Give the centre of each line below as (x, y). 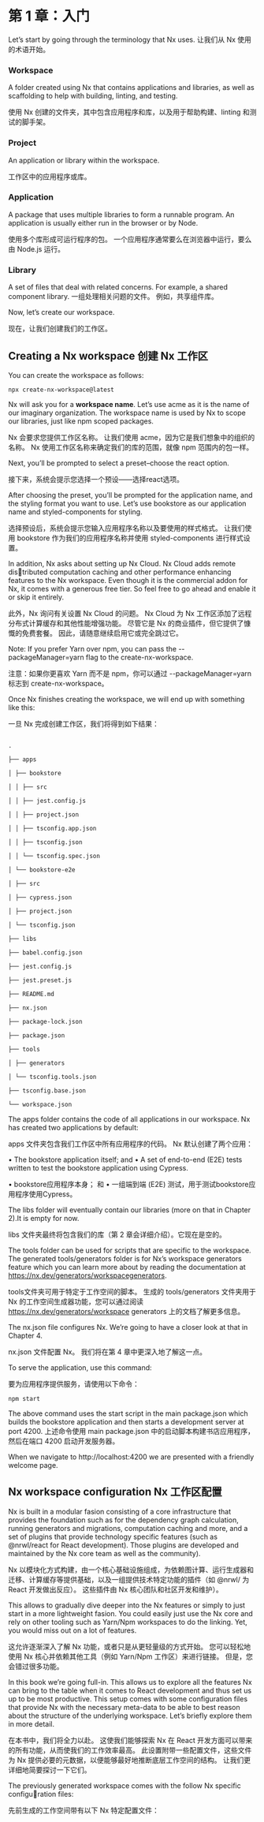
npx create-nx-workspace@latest (61, 390)
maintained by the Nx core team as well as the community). (104, 1553)
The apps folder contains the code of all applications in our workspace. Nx (129, 1119)
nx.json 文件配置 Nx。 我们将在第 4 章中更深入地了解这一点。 (108, 1352)
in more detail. (32, 1723)
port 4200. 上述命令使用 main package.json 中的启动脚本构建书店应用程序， (131, 1431)
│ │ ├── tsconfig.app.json (52, 828)
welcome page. (33, 1465)
